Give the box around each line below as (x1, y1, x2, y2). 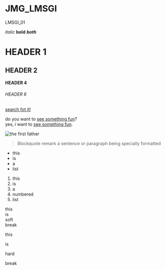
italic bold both (5, 29, 37, 35)
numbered (12, 191, 34, 197)
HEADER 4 (5, 80, 27, 86)
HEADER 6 (5, 91, 27, 97)
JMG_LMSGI (5, 3, 57, 14)
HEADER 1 (5, 47, 47, 57)
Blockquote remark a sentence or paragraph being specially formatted (17, 141, 161, 147)
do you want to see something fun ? (5, 116, 77, 122)
